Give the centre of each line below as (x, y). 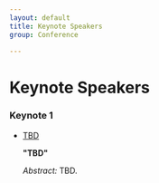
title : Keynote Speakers (56, 26)
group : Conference (44, 34)
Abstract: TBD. (50, 170)
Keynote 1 (32, 116)
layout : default (40, 18)
